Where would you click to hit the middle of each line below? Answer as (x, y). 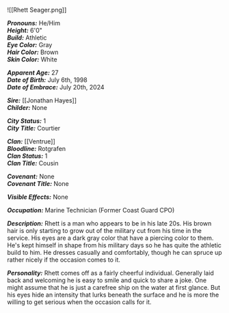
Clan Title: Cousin (33, 163)
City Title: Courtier (34, 128)
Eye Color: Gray (30, 45)
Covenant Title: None (38, 183)
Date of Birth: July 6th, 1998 (47, 80)
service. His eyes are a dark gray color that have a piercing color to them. (110, 238)
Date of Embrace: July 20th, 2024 (56, 87)
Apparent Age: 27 (33, 72)
